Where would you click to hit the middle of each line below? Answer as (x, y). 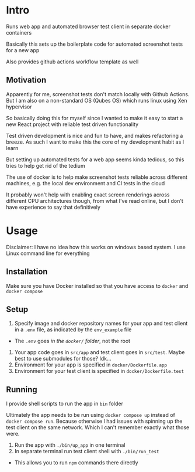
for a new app (23, 50)
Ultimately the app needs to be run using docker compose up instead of (90, 415)
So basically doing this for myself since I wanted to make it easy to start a (95, 118)
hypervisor (19, 107)
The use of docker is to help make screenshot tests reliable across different (97, 177)
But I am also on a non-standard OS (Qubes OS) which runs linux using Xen (97, 100)
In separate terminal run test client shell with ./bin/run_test (87, 451)
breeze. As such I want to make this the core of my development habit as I (95, 142)
